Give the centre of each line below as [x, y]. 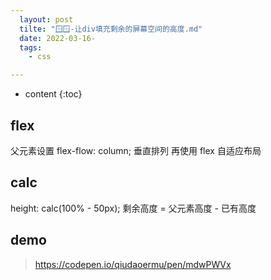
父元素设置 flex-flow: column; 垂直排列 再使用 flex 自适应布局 [136, 150]
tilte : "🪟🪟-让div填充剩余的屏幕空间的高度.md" [111, 29]
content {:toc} [53, 94]
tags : [31, 47]
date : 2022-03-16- [58, 38]
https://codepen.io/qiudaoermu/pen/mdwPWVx [133, 264]
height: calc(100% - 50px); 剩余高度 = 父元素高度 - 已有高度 [133, 208]
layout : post [46, 19]
